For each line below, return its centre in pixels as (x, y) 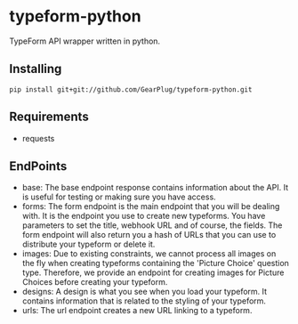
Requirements (49, 117)
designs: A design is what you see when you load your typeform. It (145, 292)
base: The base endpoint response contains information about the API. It (155, 188)
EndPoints (38, 166)
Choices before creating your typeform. (95, 282)
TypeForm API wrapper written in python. (85, 41)
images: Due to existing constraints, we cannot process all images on (149, 254)
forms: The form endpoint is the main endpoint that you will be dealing (151, 207)
